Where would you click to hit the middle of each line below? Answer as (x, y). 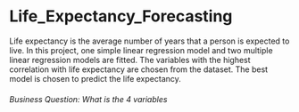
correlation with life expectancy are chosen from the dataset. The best (139, 69)
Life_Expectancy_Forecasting (121, 16)
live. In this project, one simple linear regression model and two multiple (141, 50)
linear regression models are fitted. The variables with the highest (130, 60)
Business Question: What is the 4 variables (88, 99)
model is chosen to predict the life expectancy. (95, 78)
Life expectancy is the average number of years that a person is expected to (149, 41)
